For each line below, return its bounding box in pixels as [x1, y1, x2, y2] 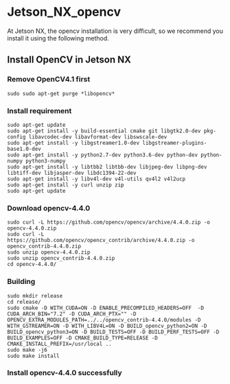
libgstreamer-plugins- [141, 139, 207, 146]
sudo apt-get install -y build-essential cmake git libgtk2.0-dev [7, 128, 201, 134]
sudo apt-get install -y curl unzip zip [7, 181, 125, 189]
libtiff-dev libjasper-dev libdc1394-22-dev [7, 169, 137, 176]
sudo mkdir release [7, 292, 63, 299]
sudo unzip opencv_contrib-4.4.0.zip [7, 255, 115, 262]
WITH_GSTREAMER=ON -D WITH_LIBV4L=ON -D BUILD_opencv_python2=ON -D [7, 322, 207, 329]
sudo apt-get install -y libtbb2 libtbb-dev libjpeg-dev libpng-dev [7, 163, 207, 170]
